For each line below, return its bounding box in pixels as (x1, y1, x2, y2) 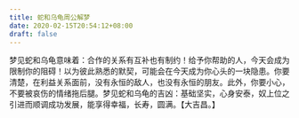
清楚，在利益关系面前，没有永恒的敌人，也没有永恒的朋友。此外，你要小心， (9, 77, 290, 88)
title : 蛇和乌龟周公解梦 (9, 12, 91, 22)
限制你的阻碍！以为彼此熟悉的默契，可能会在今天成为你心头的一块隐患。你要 (9, 66, 290, 76)
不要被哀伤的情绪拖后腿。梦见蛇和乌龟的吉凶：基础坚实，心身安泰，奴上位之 (9, 88, 290, 98)
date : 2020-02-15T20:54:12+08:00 (9, 21, 133, 30)
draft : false (9, 29, 58, 38)
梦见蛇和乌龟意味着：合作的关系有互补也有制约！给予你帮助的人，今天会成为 (9, 55, 290, 66)
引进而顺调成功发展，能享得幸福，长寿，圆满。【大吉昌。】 (9, 99, 220, 110)
